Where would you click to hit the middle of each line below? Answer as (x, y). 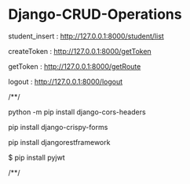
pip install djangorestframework (59, 142)
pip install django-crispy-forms (58, 127)
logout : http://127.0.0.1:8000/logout (66, 81)
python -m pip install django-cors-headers (77, 112)
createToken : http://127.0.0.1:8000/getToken (80, 51)
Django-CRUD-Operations (95, 14)
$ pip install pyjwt (37, 157)
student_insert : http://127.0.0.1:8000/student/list (86, 36)
